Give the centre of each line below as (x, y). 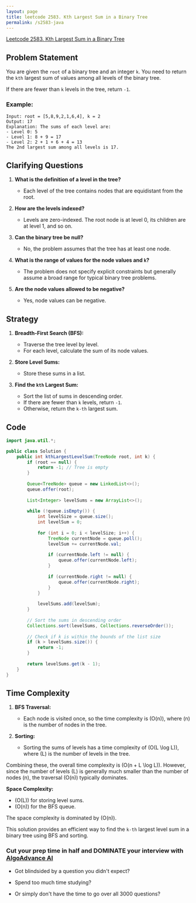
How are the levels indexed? (49, 208)
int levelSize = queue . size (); (75, 517)
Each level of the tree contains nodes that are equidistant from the (103, 191)
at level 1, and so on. (48, 226)
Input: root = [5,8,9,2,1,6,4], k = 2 (53, 117)
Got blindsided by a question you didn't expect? (72, 871)
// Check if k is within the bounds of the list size (94, 637)
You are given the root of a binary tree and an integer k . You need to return (96, 72)
